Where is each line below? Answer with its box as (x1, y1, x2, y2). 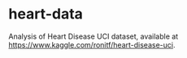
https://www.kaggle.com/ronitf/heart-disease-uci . (8, 39, 176, 49)
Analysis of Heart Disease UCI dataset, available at (8, 31, 179, 41)
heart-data (8, 5, 84, 23)
